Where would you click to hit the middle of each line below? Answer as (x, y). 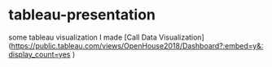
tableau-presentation (82, 15)
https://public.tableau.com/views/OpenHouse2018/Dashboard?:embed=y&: (137, 45)
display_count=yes (39, 54)
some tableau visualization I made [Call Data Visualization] (107, 37)
